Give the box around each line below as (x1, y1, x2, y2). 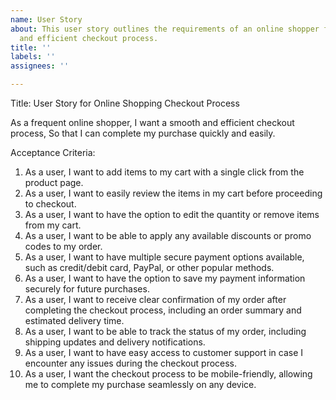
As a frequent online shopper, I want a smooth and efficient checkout (10, 117, 295, 128)
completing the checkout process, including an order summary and (24, 304, 302, 316)
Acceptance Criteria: (10, 147, 96, 158)
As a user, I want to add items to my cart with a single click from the (24, 166, 305, 178)
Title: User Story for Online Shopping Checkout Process (10, 97, 240, 109)
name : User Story (10, 14, 83, 25)
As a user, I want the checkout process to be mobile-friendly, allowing (24, 368, 313, 380)
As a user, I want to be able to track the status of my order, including (24, 326, 307, 337)
